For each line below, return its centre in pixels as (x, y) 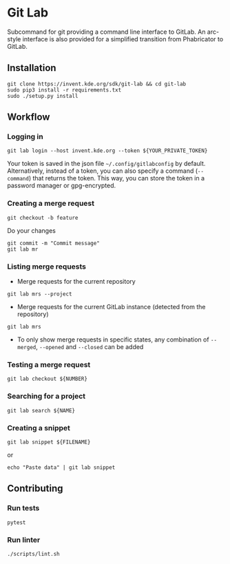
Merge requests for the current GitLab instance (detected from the (111, 307)
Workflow (29, 117)
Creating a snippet (39, 428)
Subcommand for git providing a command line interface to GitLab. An (106, 32)
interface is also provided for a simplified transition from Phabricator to (123, 39)
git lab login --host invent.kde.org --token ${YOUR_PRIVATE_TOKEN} (107, 151)
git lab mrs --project (40, 294)
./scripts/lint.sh (33, 554)
